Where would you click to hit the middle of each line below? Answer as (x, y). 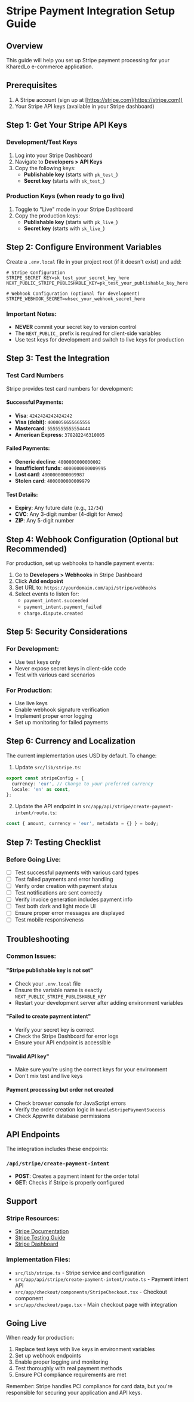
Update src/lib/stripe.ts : (48, 767)
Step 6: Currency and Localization (71, 741)
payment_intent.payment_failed (63, 607)
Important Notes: (32, 314)
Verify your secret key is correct (54, 1030)
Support (22, 1201)
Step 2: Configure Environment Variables (84, 247)
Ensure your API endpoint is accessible (63, 1043)
